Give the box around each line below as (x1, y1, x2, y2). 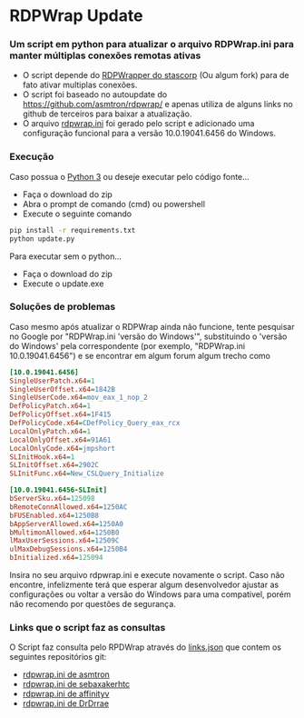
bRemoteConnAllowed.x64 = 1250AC (9, 502, 128, 512)
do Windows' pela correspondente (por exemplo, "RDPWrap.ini (9, 340, 246, 351)
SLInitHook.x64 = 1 (9, 452, 75, 462)
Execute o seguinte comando (22, 208, 132, 219)
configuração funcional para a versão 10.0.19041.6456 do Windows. (22, 128, 277, 139)
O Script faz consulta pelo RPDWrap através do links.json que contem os (9, 642, 281, 653)
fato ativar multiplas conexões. (22, 79, 138, 91)
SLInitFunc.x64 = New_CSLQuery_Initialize (9, 469, 165, 478)
